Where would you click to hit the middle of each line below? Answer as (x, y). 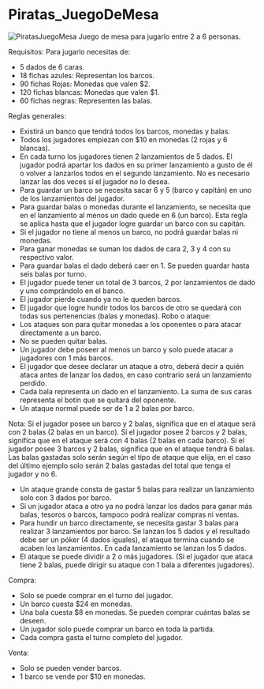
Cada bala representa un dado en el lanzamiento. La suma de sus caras (136, 391)
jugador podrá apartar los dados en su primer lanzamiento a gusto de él (136, 164)
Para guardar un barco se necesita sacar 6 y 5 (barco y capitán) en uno (136, 190)
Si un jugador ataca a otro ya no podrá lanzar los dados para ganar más (136, 506)
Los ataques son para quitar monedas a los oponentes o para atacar (130, 324)
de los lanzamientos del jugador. (72, 198)
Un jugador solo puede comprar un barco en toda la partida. (117, 629)
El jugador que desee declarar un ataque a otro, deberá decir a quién (132, 366)
